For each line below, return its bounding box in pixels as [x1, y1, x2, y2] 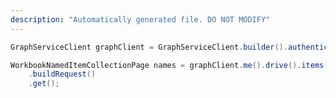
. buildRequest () [28, 69, 97, 80]
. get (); [28, 79, 60, 89]
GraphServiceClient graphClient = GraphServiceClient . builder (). [10, 42, 288, 52]
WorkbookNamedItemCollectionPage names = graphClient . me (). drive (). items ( [10, 60, 329, 70]
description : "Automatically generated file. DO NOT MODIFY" [10, 14, 271, 25]
